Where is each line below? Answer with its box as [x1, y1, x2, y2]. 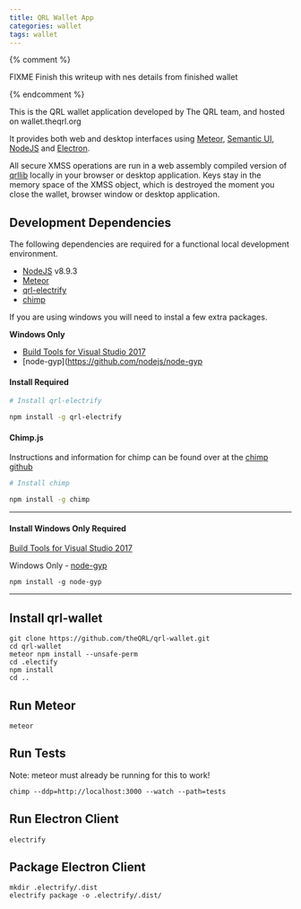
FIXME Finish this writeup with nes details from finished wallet [9, 72, 238, 83]
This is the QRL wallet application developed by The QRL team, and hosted [9, 107, 285, 118]
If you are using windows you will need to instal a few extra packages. [9, 311, 268, 323]
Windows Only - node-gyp [9, 560, 107, 571]
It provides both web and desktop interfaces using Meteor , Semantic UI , [9, 134, 275, 144]
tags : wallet [9, 30, 58, 39]
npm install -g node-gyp [9, 578, 102, 587]
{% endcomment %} [9, 89, 85, 100]
